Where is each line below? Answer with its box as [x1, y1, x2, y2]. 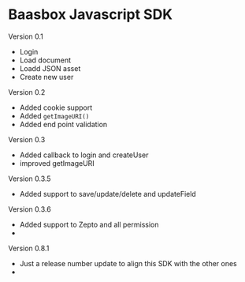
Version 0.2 [8, 87, 46, 96]
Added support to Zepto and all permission [19, 220, 159, 229]
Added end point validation [19, 119, 108, 129]
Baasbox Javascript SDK [8, 6, 173, 24]
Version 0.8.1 [8, 243, 50, 253]
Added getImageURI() [19, 111, 90, 120]
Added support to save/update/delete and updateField [19, 189, 197, 198]
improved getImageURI [19, 158, 95, 167]
